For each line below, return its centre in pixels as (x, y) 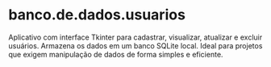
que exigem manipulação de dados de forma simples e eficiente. (116, 54)
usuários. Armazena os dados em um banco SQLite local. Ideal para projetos (135, 45)
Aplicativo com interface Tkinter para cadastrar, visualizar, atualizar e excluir (135, 37)
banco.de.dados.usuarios (97, 15)
